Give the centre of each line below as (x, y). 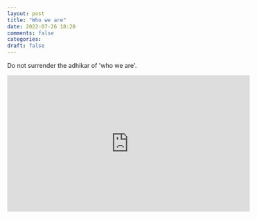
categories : (24, 40)
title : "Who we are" (37, 20)
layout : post (26, 14)
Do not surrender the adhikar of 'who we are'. (72, 65)
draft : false (26, 46)
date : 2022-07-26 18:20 (42, 26)
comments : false (30, 33)
